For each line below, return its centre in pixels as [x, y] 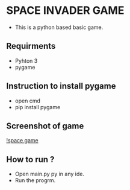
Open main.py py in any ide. [49, 174]
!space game [22, 141]
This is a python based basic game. [59, 27]
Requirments [31, 46]
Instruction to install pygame [61, 86]
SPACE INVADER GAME [65, 11]
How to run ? [30, 160]
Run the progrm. [35, 180]
